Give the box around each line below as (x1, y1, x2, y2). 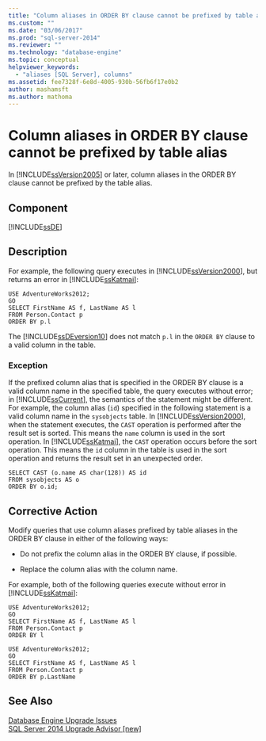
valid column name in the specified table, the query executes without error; (8, 386, 253, 396)
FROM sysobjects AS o (8, 476, 80, 484)
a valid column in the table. (8, 340, 97, 349)
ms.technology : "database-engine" (8, 48, 123, 56)
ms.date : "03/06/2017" (8, 26, 83, 34)
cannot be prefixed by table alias (8, 143, 228, 162)
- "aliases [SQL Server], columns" (15, 71, 133, 78)
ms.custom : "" (8, 19, 55, 27)
